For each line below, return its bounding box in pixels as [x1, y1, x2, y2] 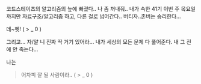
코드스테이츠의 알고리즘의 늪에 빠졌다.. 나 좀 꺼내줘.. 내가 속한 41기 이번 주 [6, 5, 180, 12]
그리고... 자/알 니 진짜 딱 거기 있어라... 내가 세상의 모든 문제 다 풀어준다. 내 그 [6, 38, 185, 45]
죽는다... [19, 46, 39, 53]
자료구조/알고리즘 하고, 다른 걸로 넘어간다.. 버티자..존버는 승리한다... [22, 13, 182, 20]
